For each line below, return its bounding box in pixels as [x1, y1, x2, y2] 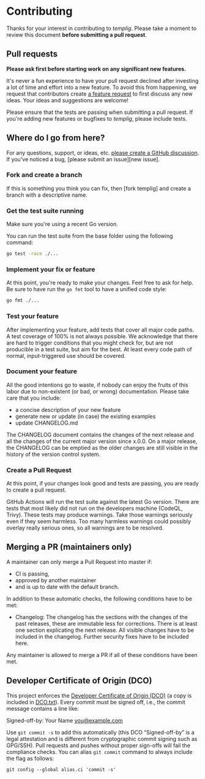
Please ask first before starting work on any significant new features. [6, 65, 187, 72]
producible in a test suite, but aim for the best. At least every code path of [6, 345, 192, 353]
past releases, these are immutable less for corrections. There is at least [15, 620, 198, 627]
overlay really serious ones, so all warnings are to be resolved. [6, 524, 164, 531]
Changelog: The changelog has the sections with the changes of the [15, 613, 188, 620]
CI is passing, [15, 570, 50, 577]
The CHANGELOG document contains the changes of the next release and [6, 431, 194, 438]
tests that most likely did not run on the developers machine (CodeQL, [6, 504, 183, 512]
